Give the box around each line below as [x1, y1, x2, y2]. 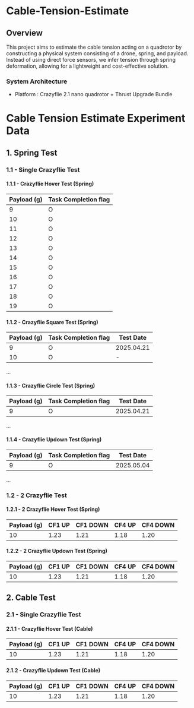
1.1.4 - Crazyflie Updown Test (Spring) [6, 436, 102, 443]
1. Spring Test [6, 147, 58, 158]
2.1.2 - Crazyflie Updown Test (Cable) [6, 667, 101, 674]
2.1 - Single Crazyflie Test [6, 611, 81, 619]
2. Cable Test [6, 593, 56, 603]
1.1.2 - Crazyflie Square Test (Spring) [6, 318, 99, 325]
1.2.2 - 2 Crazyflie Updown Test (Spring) [6, 548, 108, 555]
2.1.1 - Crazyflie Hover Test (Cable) [6, 625, 93, 632]
